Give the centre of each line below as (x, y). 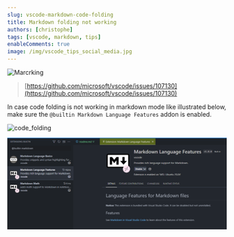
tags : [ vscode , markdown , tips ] (54, 37)
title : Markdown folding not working (62, 22)
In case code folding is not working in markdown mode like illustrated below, (117, 107)
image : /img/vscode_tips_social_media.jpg (70, 52)
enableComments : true (39, 44)
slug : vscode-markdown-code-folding (60, 15)
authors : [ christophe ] (40, 29)
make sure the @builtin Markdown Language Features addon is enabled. (110, 114)
